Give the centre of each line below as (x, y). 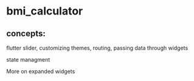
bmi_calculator (45, 11)
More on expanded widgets (41, 71)
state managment (28, 60)
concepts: (26, 34)
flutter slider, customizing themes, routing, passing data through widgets (97, 48)
